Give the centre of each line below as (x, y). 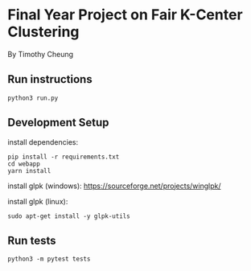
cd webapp (24, 164)
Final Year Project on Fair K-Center (125, 15)
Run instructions (50, 79)
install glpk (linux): (38, 201)
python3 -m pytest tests (49, 259)
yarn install (29, 170)
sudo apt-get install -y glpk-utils (69, 216)
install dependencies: (43, 142)
